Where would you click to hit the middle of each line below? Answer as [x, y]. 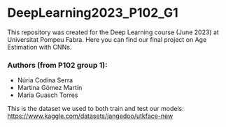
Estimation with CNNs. [40, 47]
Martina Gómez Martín [50, 88]
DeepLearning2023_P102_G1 [93, 13]
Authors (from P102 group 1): [57, 65]
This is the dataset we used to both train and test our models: [96, 109]
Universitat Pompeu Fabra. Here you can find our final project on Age [107, 39]
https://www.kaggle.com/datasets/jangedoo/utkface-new [90, 116]
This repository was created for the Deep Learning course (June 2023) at [113, 32]
